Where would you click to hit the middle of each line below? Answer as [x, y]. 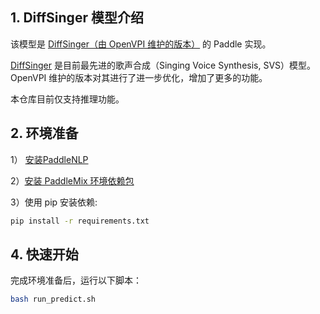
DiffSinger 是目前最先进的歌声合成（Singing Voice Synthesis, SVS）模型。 [163, 65]
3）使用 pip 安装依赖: [54, 202]
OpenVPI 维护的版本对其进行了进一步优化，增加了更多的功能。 [139, 77]
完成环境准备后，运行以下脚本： [76, 280]
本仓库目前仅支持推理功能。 [67, 99]
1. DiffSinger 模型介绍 [77, 18]
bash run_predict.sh [53, 299]
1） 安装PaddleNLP [49, 159]
